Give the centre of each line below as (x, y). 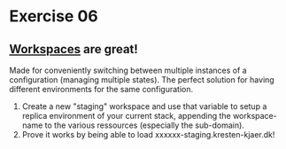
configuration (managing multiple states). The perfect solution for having (142, 80)
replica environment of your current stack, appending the (127, 116)
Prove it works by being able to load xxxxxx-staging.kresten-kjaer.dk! (148, 134)
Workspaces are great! (74, 49)
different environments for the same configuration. (101, 89)
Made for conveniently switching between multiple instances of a (128, 70)
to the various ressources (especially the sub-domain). (145, 125)
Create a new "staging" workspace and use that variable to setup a (144, 106)
